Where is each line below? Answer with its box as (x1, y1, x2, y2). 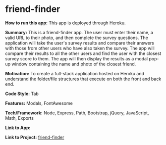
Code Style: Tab (5, 91, 39, 97)
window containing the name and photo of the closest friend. (11, 61, 136, 67)
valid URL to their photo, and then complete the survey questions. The (5, 35, 149, 41)
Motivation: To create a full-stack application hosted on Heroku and (5, 70, 145, 76)
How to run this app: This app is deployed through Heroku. (5, 20, 126, 26)
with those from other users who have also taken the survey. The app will (5, 45, 155, 51)
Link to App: (5, 125, 31, 131)
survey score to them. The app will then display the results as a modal (5, 55, 148, 61)
